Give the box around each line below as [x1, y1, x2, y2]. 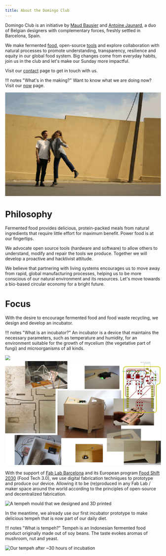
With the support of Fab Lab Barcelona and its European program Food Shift [5, 470, 160, 476]
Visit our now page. [5, 82, 45, 89]
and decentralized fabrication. [5, 491, 67, 497]
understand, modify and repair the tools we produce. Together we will [5, 250, 147, 257]
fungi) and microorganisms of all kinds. [5, 345, 85, 351]
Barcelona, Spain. [5, 33, 41, 39]
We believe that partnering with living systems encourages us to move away [5, 265, 161, 272]
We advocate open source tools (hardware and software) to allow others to [5, 245, 158, 251]
